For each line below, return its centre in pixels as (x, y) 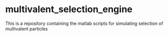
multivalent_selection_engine (69, 9)
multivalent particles (27, 28)
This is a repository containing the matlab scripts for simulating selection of (84, 23)
